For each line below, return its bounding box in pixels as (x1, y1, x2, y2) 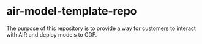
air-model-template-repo (6, 4, 137, 18)
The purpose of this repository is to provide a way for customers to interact (6, 24, 196, 32)
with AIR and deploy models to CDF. (6, 31, 97, 38)
